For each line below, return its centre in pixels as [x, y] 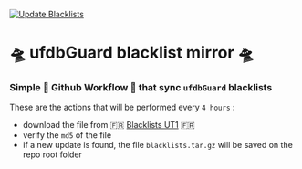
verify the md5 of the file [67, 135]
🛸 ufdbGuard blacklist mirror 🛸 [132, 53]
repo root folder [52, 154]
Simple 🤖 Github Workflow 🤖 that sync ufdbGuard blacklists [141, 88]
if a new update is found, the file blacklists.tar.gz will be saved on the [158, 145]
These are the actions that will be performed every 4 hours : [122, 107]
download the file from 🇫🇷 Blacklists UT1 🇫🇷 [109, 125]
